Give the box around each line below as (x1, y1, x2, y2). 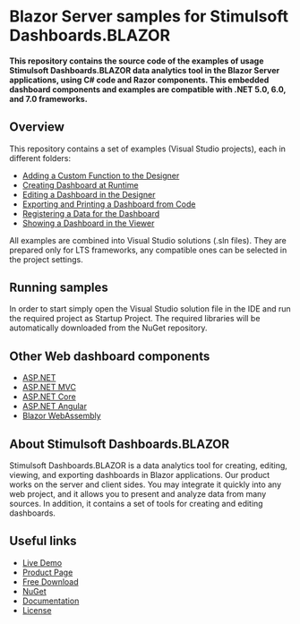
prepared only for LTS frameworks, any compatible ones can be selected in (9, 244, 287, 255)
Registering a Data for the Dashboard (21, 208, 160, 218)
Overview (9, 119, 65, 135)
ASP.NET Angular (21, 401, 88, 412)
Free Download (21, 576, 79, 587)
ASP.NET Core (21, 391, 76, 402)
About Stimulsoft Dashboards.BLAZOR (9, 436, 230, 451)
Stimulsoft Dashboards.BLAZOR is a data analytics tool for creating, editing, (9, 460, 288, 471)
